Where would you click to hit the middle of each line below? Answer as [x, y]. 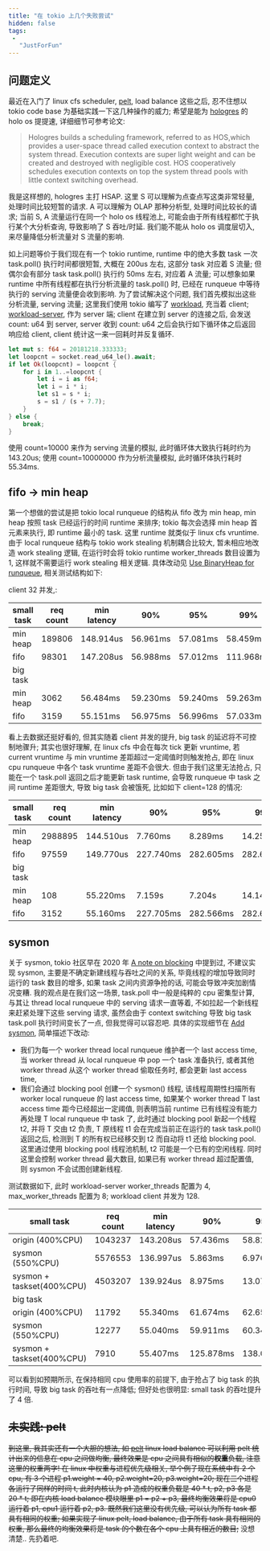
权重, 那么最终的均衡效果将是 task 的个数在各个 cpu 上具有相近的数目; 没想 [132, 1528]
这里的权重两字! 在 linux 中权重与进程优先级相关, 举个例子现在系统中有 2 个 [132, 1468]
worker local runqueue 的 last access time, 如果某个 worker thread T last [140, 1099]
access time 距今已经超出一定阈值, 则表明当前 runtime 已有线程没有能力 [138, 1109]
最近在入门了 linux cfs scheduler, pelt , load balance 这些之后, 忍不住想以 [128, 100]
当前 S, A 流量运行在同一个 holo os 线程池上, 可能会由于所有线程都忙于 [136, 216]
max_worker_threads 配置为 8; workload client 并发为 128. [104, 1196]
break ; [34, 424]
